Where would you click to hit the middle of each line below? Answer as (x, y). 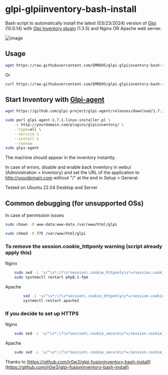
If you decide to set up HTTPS (42, 313)
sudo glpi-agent (22, 148)
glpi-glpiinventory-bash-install (71, 9)
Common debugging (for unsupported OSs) (74, 203)
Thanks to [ (17, 361)
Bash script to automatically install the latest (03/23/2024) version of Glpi (81, 23)
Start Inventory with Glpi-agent (55, 99)
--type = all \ (28, 129)
